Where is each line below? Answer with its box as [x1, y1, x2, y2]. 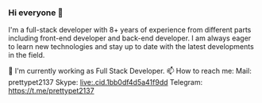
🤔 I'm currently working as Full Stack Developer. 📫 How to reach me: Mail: [8, 67, 252, 76]
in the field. [8, 51, 45, 60]
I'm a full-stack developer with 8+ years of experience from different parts [8, 25, 252, 35]
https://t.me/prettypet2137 [8, 86, 94, 96]
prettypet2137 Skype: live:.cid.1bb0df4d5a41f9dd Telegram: [8, 78, 203, 87]
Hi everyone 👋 [8, 7, 64, 18]
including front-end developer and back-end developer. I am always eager [8, 33, 252, 43]
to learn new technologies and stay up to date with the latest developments [8, 42, 254, 51]
